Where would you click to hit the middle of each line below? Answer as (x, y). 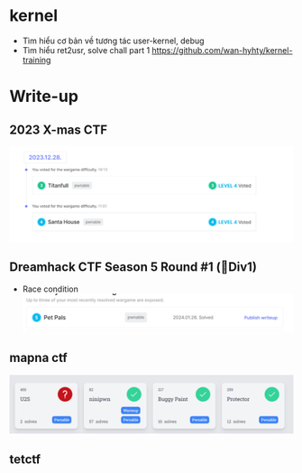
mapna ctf (38, 358)
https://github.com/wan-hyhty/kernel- (222, 50)
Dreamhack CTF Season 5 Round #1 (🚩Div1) (133, 267)
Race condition (50, 289)
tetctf (25, 459)
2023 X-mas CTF (59, 130)
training (37, 60)
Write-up (44, 97)
